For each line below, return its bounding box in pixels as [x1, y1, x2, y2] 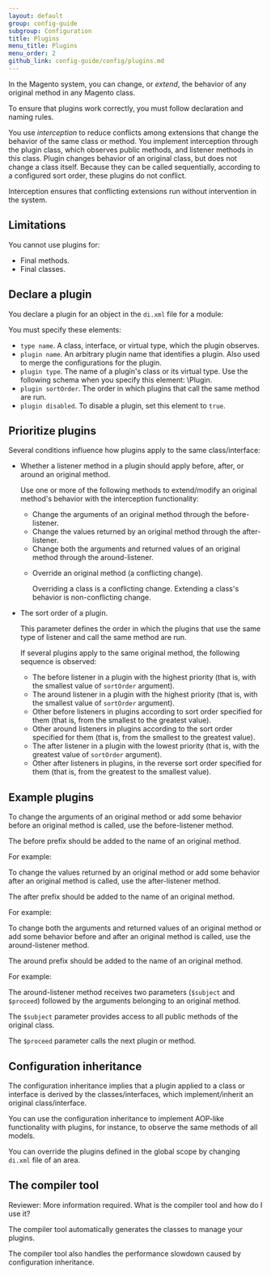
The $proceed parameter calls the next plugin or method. [8, 1036, 197, 1046]
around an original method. [19, 470, 111, 480]
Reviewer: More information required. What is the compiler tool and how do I [8, 1200, 263, 1209]
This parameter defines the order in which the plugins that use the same [19, 624, 261, 633]
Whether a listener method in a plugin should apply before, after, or [19, 461, 244, 471]
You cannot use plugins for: [8, 239, 100, 249]
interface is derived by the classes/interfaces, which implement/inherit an [8, 1089, 253, 1099]
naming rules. [8, 112, 54, 121]
